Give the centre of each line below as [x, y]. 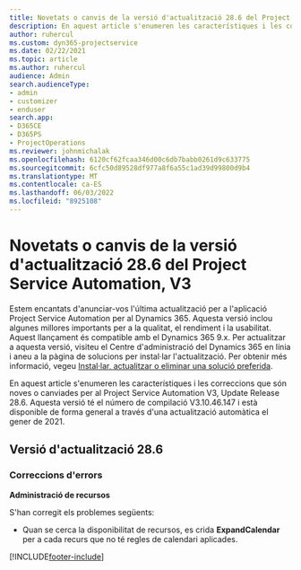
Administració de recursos [60, 495]
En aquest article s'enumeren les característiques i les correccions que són [148, 383]
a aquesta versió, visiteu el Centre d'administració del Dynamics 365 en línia [150, 346]
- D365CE [26, 127]
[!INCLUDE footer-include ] [57, 557]
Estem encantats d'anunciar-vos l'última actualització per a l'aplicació [138, 308]
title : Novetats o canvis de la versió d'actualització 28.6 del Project [150, 18]
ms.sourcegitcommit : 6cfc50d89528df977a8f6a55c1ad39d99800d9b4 [130, 168]
